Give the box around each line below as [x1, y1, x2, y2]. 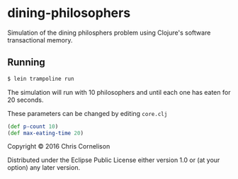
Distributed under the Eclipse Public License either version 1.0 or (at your [7, 156, 220, 164]
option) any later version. [7, 163, 80, 172]
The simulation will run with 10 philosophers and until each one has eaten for [7, 88, 231, 96]
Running [7, 57, 46, 69]
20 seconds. [7, 96, 44, 104]
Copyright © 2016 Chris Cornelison [7, 142, 110, 151]
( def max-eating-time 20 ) [7, 129, 84, 137]
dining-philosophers [7, 5, 131, 21]
